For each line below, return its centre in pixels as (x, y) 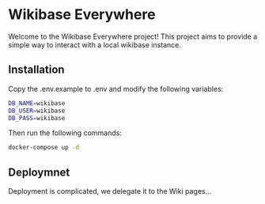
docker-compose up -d (44, 148)
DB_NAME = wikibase (37, 103)
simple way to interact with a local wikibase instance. (95, 44)
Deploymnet (39, 172)
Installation (36, 70)
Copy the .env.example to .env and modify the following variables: (116, 89)
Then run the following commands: (65, 133)
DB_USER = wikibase (37, 111)
